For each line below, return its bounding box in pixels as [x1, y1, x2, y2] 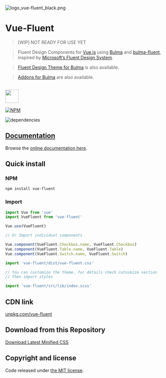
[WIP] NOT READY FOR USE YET [17, 39, 87, 45]
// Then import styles [5, 274, 53, 280]
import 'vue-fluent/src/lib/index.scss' [5, 284, 92, 289]
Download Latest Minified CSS [5, 339, 69, 345]
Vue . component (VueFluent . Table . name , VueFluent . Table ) [5, 246, 123, 252]
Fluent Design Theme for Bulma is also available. [17, 64, 119, 70]
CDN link [5, 297, 34, 306]
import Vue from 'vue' [5, 210, 53, 215]
